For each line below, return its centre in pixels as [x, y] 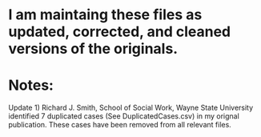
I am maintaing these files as [105, 15]
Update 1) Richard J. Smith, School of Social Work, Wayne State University [131, 108]
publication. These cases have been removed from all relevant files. [120, 125]
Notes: [31, 85]
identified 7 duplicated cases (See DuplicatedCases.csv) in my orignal [124, 116]
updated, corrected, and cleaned [119, 32]
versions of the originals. [93, 49]
